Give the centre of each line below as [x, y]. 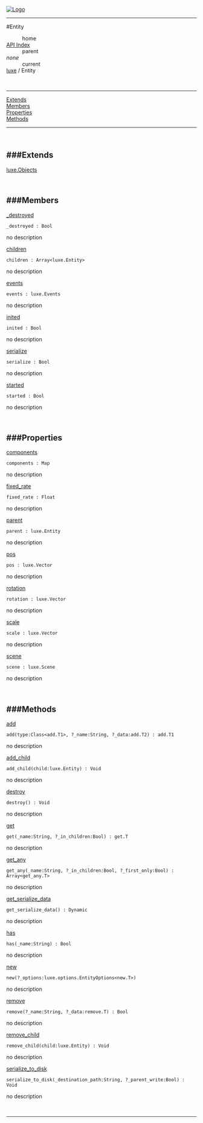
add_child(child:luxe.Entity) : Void [54, 769]
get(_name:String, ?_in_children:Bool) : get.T [67, 837]
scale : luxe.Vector [32, 633]
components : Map [28, 463]
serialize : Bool [28, 362]
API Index [18, 45]
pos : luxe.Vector [29, 565]
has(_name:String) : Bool [39, 944]
